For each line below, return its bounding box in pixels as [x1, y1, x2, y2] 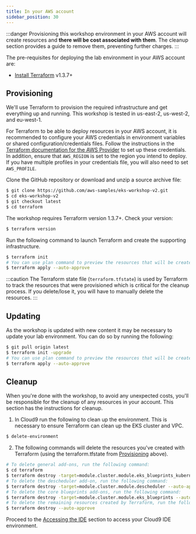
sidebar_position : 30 [6, 14, 59, 20]
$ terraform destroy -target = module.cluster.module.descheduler [6, 484, 166, 489]
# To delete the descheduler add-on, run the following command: [6, 478, 168, 484]
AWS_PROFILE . [6, 165, 37, 172]
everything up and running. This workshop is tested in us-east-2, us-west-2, [6, 110, 190, 117]
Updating [6, 311, 41, 321]
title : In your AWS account [6, 8, 75, 15]
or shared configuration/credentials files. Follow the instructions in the [6, 140, 175, 147]
